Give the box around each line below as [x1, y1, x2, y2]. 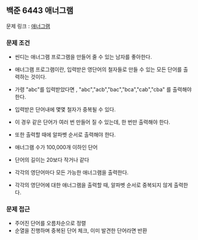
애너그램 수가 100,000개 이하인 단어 [14, 144, 98, 151]
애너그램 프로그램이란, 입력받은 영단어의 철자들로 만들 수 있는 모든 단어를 [14, 66, 182, 73]
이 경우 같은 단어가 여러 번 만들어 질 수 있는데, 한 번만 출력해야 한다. [14, 119, 170, 126]
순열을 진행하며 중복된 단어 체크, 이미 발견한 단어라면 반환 [14, 227, 148, 234]
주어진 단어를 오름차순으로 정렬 [14, 220, 86, 227]
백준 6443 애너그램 [6, 5, 74, 16]
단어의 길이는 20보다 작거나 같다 [14, 156, 90, 164]
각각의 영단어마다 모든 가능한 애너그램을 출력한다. [14, 169, 129, 176]
